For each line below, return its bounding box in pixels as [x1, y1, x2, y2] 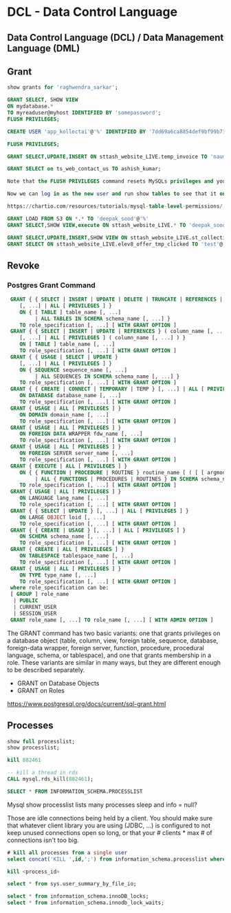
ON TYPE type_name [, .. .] [19, 572, 97, 579]
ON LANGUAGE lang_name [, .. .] [19, 494, 109, 502]
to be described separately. [7, 665, 85, 674]
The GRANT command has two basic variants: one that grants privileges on [7, 629, 221, 637]
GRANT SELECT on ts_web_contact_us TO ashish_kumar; [7, 165, 162, 172]
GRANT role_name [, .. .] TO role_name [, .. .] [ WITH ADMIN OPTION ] [10, 616, 214, 623]
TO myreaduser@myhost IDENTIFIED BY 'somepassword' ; [7, 110, 162, 117]
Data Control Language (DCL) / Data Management [7, 32, 224, 43]
